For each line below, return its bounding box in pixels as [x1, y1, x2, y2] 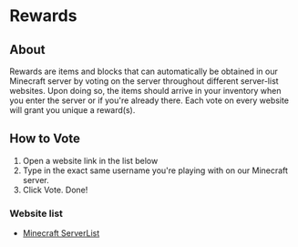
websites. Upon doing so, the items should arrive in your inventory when [9, 86, 282, 96]
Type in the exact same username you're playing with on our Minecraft [22, 165, 289, 176]
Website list [9, 207, 64, 220]
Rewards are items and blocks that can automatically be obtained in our [9, 66, 278, 77]
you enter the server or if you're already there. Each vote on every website [9, 95, 290, 106]
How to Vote [9, 131, 80, 147]
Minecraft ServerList [22, 228, 100, 239]
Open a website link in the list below [22, 155, 159, 166]
